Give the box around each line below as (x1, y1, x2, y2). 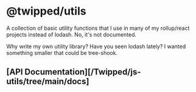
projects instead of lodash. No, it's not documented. (6, 30, 137, 38)
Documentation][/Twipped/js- (24, 67, 141, 77)
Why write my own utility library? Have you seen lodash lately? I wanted (6, 43, 186, 50)
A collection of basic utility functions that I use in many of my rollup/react (6, 24, 190, 32)
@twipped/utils (6, 4, 86, 18)
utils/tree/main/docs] (6, 76, 89, 87)
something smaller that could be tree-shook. (6, 49, 117, 56)
